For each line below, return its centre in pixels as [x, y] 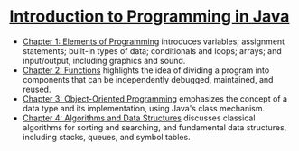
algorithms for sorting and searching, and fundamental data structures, [154, 127]
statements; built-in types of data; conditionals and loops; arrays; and [152, 50]
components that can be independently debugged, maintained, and [148, 79]
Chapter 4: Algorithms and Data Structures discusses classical [139, 118]
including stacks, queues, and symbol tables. [107, 137]
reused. [37, 89]
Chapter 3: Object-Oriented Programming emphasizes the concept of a [154, 98]
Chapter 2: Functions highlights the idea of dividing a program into [146, 70]
